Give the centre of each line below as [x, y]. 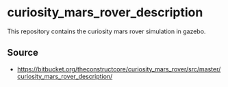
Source [23, 53]
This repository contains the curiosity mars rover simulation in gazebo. [106, 31]
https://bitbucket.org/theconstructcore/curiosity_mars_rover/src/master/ [119, 69]
